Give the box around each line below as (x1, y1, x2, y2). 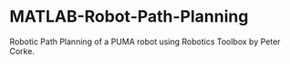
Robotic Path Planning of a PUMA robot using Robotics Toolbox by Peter (9, 36, 281, 47)
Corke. (9, 45, 35, 56)
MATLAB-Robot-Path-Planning (9, 6, 249, 27)
